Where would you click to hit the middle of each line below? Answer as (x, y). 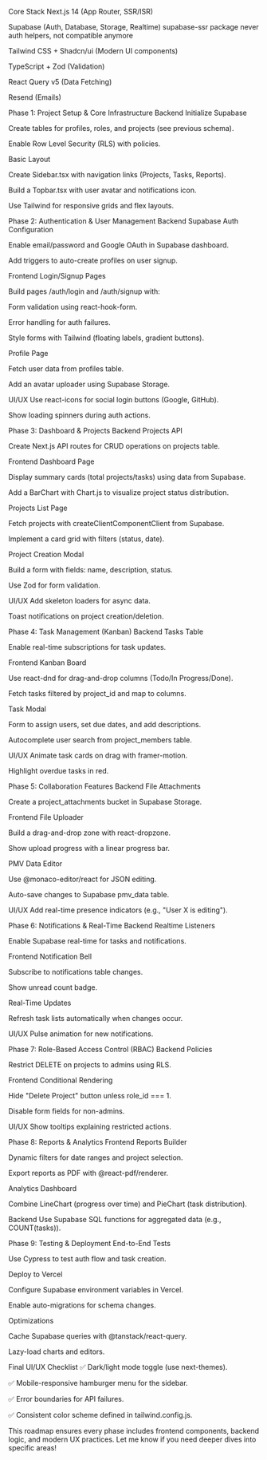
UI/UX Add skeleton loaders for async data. (80, 601)
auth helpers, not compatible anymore (71, 36)
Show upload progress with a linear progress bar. (89, 848)
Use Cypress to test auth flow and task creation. (87, 1259)
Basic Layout (29, 159)
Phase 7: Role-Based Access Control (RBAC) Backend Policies (110, 1049)
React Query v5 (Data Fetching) (60, 82)
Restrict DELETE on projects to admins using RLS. (90, 1064)
